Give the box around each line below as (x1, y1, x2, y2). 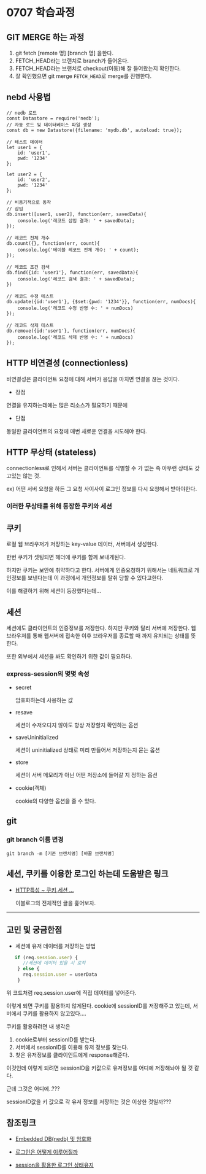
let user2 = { (6, 171, 43, 177)
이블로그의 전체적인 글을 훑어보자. (15, 899, 96, 906)
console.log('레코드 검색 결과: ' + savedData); (17, 276, 135, 282)
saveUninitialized (15, 734, 59, 741)
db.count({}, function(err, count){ (6, 240, 100, 246)
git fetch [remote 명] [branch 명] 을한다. (15, 50, 114, 56)
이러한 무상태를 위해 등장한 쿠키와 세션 (6, 502, 112, 511)
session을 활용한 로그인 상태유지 (15, 1161, 94, 1168)
